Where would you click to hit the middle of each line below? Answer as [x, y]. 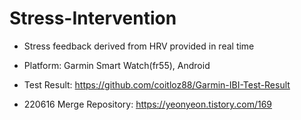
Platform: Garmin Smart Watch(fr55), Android [117, 65]
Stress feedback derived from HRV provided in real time [139, 46]
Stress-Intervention [93, 18]
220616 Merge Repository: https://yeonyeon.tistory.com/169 [148, 104]
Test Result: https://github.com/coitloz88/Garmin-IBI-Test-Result [157, 84]
